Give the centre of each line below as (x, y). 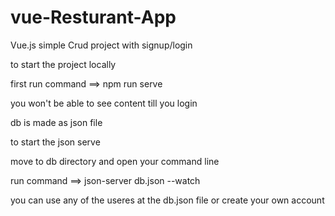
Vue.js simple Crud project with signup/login (101, 45)
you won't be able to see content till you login (104, 103)
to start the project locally (63, 64)
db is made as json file (56, 122)
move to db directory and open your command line (115, 161)
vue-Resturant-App (93, 17)
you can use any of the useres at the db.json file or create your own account (167, 200)
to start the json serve (55, 142)
